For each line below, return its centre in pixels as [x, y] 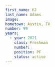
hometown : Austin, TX [28, 24]
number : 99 [16, 29]
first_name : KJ [21, 10]
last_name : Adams [23, 15]
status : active [30, 57]
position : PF [28, 52]
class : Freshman [31, 43]
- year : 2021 [23, 38]
